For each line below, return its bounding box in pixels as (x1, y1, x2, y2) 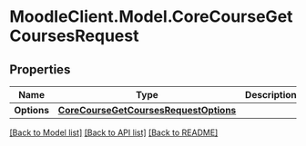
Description (244, 89, 298, 101)
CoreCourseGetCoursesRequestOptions (57, 104, 237, 116)
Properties (9, 62, 71, 77)
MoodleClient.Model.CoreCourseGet (9, 6, 293, 27)
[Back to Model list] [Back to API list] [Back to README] (9, 127, 219, 138)
